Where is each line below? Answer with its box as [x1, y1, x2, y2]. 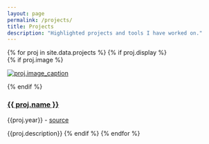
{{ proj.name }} [7, 100, 60, 109]
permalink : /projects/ [7, 17, 73, 24]
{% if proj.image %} [7, 56, 64, 64]
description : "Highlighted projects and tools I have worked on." [7, 29, 203, 37]
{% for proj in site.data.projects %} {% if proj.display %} [7, 48, 167, 57]
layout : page [7, 10, 45, 17]
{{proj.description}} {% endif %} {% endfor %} [7, 129, 140, 137]
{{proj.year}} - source [7, 116, 69, 124]
